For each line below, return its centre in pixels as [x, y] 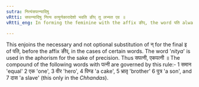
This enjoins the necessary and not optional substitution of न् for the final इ [97, 44]
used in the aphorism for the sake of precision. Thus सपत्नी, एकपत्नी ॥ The [93, 58]
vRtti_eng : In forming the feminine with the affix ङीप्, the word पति [93, 22]
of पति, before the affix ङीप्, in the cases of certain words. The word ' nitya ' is [98, 51]
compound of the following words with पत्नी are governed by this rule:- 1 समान [99, 65]
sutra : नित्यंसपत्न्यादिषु [28, 12]
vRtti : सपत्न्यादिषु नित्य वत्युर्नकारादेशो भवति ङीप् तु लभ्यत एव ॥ [66, 17]
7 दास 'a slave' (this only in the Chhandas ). [57, 78]
